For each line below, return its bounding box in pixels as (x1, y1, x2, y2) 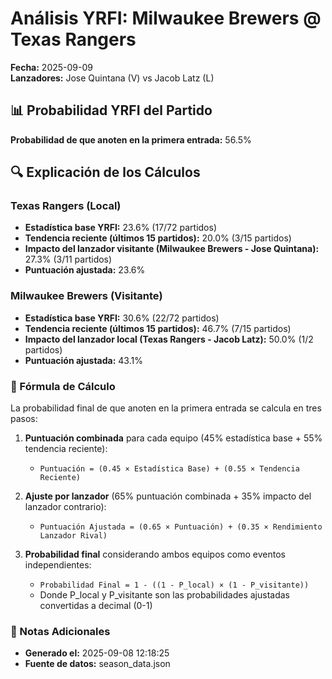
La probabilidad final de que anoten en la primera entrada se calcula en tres (10, 402, 322, 414)
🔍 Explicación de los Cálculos (10, 164, 201, 181)
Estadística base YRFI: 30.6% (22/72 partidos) (24, 312, 220, 324)
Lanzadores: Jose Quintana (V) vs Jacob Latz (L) (10, 72, 215, 84)
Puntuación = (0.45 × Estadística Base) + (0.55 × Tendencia (39, 464, 300, 474)
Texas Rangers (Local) (10, 199, 122, 213)
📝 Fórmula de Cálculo (10, 379, 116, 393)
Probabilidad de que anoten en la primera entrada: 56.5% (10, 133, 252, 146)
